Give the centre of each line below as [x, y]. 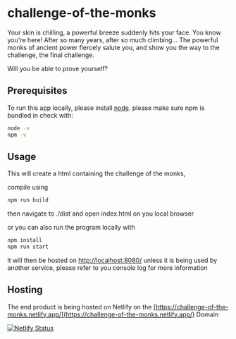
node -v [19, 128]
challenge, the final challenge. [51, 55]
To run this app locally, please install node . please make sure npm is [106, 108]
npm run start [28, 247]
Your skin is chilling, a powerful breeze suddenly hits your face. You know [114, 32]
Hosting [25, 290]
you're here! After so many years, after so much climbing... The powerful [113, 39]
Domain [207, 314]
